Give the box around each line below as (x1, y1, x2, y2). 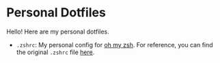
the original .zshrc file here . (16, 48, 95, 56)
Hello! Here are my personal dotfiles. (6, 27, 110, 36)
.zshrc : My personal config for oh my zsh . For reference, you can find (16, 40, 213, 49)
